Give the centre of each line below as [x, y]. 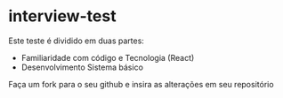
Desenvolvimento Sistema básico [82, 67]
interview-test [62, 16]
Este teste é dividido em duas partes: [76, 41]
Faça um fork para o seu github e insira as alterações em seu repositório [141, 84]
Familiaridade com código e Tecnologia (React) [108, 57]
